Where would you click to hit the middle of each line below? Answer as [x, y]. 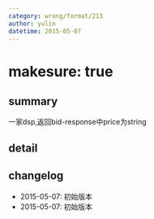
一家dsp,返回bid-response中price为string [78, 122]
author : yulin [32, 24]
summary [33, 101]
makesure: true [61, 71]
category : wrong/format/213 [56, 16]
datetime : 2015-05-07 [45, 31]
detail [23, 148]
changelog [36, 176]
